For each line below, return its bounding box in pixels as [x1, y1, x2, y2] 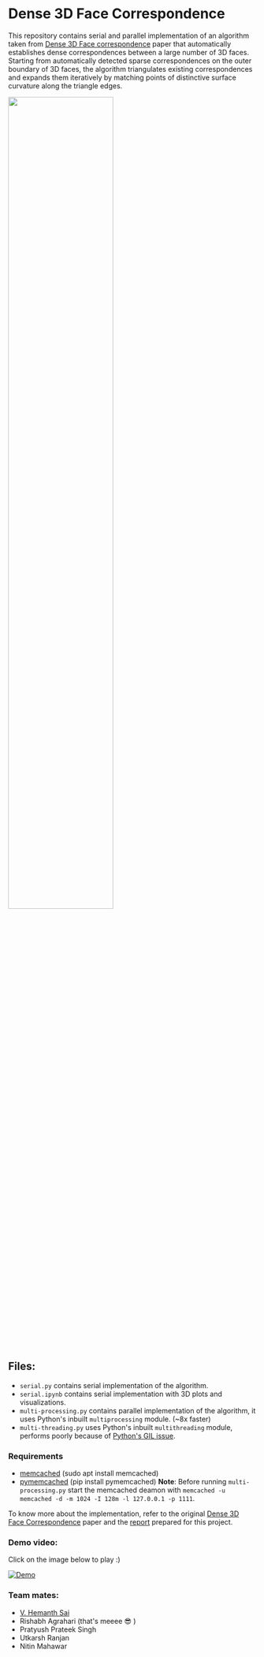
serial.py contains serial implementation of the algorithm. [19, 1380, 209, 1390]
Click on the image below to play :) [8, 1555, 121, 1565]
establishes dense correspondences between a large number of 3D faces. [8, 47, 250, 57]
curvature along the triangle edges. [8, 80, 123, 91]
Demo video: [8, 1536, 58, 1547]
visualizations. [19, 1397, 67, 1407]
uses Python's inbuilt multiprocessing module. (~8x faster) [19, 1414, 211, 1424]
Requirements [8, 1450, 64, 1462]
